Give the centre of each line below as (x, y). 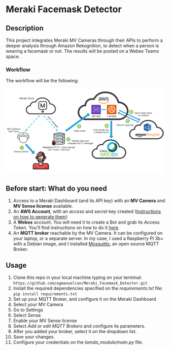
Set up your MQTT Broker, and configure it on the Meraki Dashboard (84, 299)
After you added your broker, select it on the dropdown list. (75, 332)
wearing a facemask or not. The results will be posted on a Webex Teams (82, 51)
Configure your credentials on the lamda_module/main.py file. (78, 342)
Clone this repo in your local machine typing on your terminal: (78, 277)
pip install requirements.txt (45, 294)
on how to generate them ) (40, 217)
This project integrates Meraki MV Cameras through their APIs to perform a (84, 40)
